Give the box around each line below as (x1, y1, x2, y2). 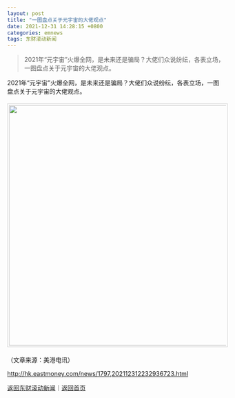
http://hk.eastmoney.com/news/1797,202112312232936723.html (7, 370, 189, 378)
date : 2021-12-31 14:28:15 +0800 (7, 23, 103, 30)
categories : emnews (7, 29, 63, 36)
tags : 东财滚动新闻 (7, 36, 57, 43)
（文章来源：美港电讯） (7, 356, 74, 364)
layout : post (7, 10, 45, 17)
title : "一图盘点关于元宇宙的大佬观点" (7, 17, 107, 23)
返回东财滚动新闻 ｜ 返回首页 (7, 384, 86, 392)
